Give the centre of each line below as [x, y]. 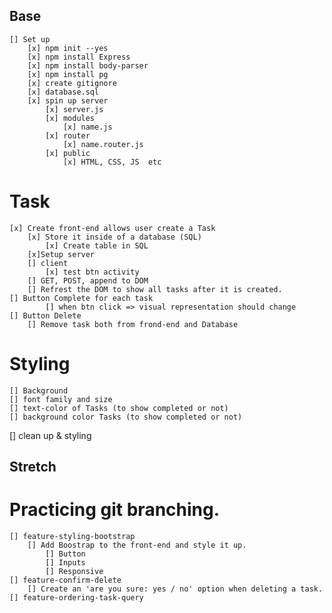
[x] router [68, 135]
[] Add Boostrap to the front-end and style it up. [137, 545]
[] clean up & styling [50, 435]
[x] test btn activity [92, 272]
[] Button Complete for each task [81, 298]
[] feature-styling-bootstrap [72, 537]
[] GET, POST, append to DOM [88, 280]
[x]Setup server [61, 254]
